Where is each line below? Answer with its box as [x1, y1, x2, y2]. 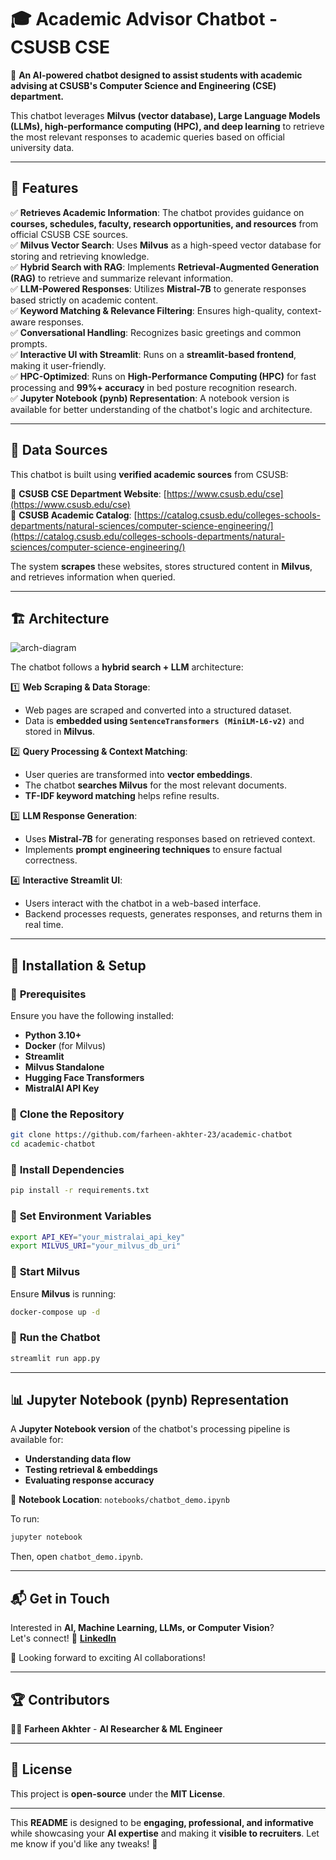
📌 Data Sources [10, 442, 108, 459]
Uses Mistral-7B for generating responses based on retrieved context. [24, 833, 316, 845]
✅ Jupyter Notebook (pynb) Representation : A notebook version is [10, 392, 290, 404]
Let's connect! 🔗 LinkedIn [10, 1632, 117, 1645]
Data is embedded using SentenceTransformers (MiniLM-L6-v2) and [24, 715, 305, 727]
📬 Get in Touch [10, 1590, 110, 1607]
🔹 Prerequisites [10, 987, 87, 1001]
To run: [10, 1513, 40, 1525]
